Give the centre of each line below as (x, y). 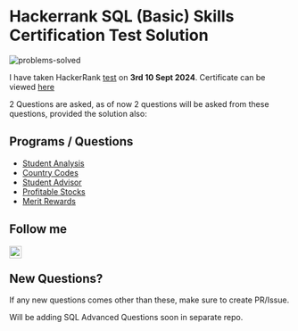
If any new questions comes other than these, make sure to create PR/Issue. (149, 300)
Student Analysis (53, 163)
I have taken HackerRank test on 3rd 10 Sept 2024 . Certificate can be (137, 77)
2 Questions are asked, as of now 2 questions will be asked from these (139, 103)
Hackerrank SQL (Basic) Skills (122, 17)
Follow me (38, 229)
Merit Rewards (49, 201)
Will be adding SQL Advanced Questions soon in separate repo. (126, 318)
